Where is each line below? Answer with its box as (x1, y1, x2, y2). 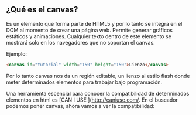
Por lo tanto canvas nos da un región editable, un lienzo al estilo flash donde (6, 72, 190, 79)
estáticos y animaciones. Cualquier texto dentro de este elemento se (6, 32, 171, 40)
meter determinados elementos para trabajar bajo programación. (6, 79, 163, 86)
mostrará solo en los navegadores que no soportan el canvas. (6, 39, 155, 46)
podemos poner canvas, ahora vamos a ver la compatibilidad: (6, 102, 155, 109)
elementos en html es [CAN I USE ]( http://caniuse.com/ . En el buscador (6, 96, 178, 103)
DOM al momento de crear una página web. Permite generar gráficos (6, 26, 173, 33)
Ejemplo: (6, 50, 27, 58)
